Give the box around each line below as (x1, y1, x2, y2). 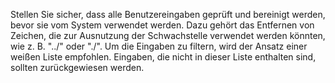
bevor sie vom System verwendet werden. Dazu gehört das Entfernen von (10, 19, 315, 31)
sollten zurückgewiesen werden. (10, 62, 145, 73)
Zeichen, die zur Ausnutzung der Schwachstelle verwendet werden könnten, (10, 30, 326, 41)
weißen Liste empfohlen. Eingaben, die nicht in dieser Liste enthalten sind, (10, 51, 317, 63)
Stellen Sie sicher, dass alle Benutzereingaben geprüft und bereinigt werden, (10, 9, 326, 20)
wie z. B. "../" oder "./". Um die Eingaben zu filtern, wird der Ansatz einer (10, 40, 308, 52)
